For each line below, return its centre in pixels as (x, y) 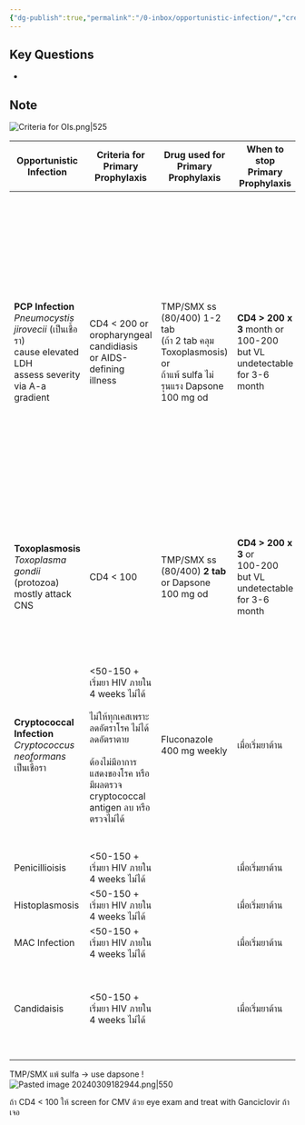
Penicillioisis (40, 868)
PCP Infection (44, 307)
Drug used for (194, 155)
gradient (32, 398)
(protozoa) (37, 582)
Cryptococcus (44, 745)
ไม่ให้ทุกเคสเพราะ (119, 717)
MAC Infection (44, 943)
